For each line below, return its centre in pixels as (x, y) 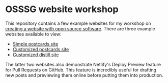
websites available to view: (34, 34)
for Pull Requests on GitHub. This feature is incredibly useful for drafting (81, 70)
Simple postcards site (35, 44)
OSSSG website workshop (62, 9)
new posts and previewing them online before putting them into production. (85, 75)
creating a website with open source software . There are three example (80, 28)
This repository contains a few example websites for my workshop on (78, 23)
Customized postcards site (41, 49)
